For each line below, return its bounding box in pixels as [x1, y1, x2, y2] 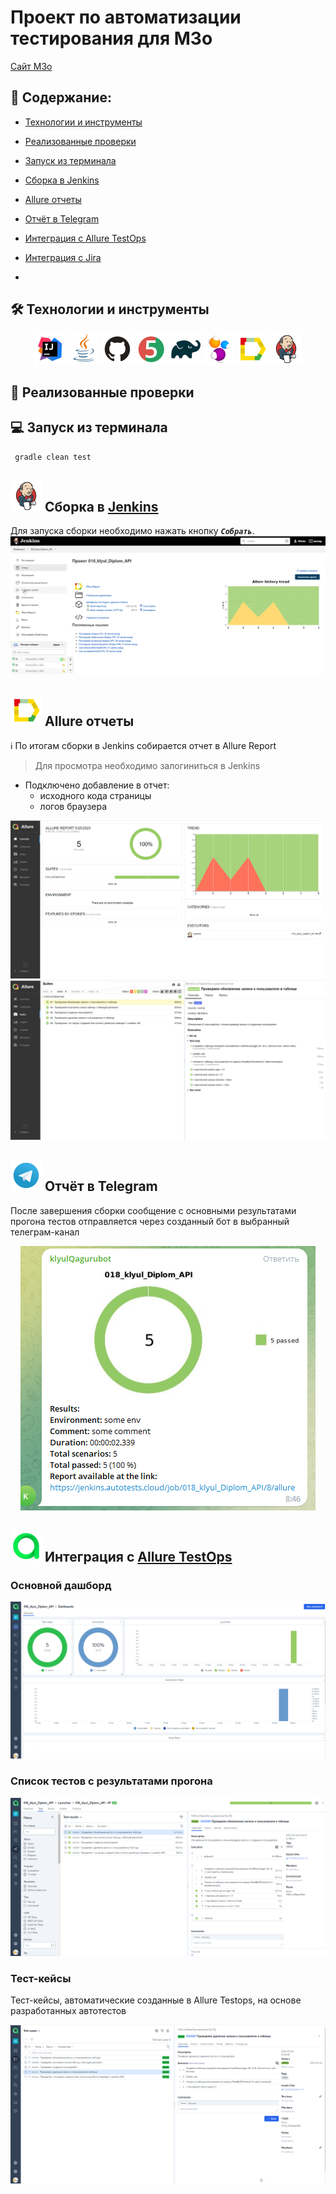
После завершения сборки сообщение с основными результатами [10, 1204, 297, 1216]
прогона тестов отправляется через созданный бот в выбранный [10, 1215, 290, 1227]
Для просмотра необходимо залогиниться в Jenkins [34, 760, 261, 772]
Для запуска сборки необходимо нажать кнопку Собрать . [10, 525, 255, 537]
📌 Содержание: [10, 89, 112, 106]
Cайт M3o [10, 60, 53, 72]
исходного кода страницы [39, 790, 152, 802]
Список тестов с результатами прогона [10, 1774, 213, 1788]
